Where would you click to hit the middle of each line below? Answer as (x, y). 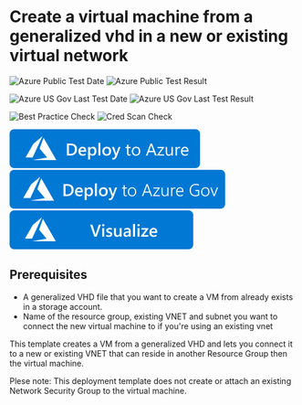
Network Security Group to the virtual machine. (98, 390)
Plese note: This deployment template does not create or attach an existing (151, 380)
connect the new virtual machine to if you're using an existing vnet (148, 325)
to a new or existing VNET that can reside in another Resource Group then (148, 353)
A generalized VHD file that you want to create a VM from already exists (158, 297)
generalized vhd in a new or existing (149, 36)
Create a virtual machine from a (131, 17)
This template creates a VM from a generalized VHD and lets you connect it (151, 344)
